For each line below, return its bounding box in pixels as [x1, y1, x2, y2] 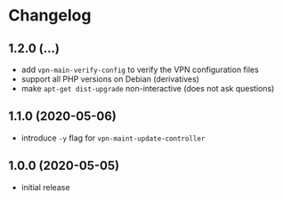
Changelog [8, 5, 92, 26]
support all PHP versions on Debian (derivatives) [20, 74, 199, 84]
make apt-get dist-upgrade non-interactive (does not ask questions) [20, 84, 275, 93]
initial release [20, 181, 70, 192]
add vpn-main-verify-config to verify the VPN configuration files [20, 64, 259, 75]
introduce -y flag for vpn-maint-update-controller [20, 132, 206, 143]
